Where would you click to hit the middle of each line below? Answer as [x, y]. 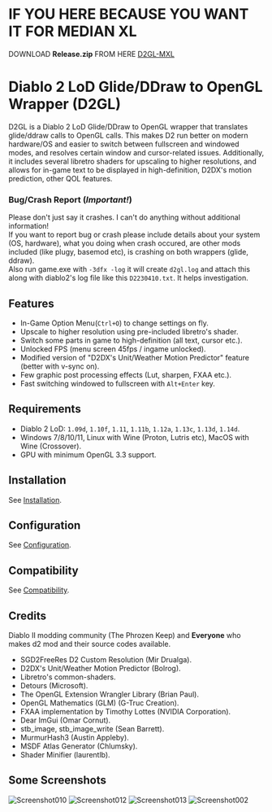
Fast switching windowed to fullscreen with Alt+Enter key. [117, 383]
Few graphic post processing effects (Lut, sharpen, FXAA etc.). [126, 374]
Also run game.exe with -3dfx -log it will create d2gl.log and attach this [129, 269]
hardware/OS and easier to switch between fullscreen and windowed [124, 144]
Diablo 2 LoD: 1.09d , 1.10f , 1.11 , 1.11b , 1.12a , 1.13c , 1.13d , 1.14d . [130, 429]
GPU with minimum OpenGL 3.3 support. [88, 454]
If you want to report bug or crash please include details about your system [134, 235]
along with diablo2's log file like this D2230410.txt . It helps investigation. [129, 278]
